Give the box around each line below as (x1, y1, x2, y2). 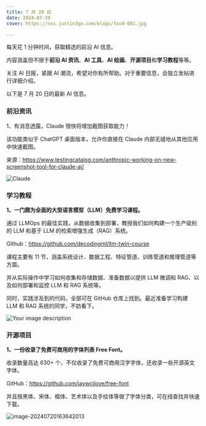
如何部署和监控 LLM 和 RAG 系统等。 (11, 281, 104, 289)
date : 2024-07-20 (6, 15, 51, 21)
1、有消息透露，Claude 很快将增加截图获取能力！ (6, 122, 131, 130)
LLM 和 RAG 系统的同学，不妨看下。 (6, 302, 97, 309)
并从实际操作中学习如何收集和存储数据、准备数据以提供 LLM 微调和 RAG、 (6, 274, 194, 281)
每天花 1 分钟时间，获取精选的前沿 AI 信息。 (6, 44, 116, 51)
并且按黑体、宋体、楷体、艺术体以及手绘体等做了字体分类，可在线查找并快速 (6, 393, 200, 400)
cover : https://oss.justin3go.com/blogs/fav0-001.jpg (6, 20, 147, 26)
